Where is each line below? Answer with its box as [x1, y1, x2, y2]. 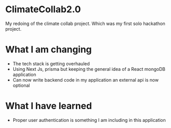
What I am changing [5, 44, 92, 56]
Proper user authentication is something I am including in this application [12, 117, 166, 123]
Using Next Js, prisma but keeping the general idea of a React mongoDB [12, 66, 166, 72]
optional [12, 82, 30, 88]
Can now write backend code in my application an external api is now [12, 76, 159, 83]
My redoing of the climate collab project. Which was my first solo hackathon [5, 20, 166, 27]
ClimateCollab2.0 [5, 4, 81, 15]
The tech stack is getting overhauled [12, 60, 90, 67]
